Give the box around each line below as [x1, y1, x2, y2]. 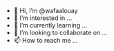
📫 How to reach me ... [13, 37, 78, 44]
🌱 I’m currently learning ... [13, 21, 88, 29]
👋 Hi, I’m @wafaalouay [13, 7, 78, 14]
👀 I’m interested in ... [13, 14, 73, 22]
